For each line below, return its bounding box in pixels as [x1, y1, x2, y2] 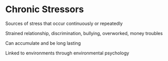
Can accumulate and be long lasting [5, 40, 81, 46]
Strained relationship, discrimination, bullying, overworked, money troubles [5, 30, 163, 36]
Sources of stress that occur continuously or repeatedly [5, 20, 123, 26]
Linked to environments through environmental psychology [5, 50, 129, 56]
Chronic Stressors [5, 4, 84, 15]
